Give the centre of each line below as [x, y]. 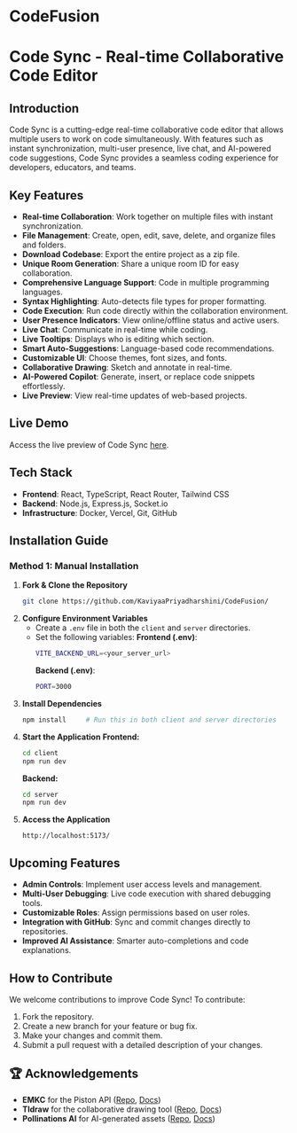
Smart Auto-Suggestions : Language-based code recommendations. [148, 348]
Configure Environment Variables [85, 619]
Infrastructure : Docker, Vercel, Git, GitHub [99, 512]
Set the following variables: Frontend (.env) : [116, 637]
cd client [40, 753]
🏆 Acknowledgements [74, 1074]
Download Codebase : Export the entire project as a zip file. [131, 254]
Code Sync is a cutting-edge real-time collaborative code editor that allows [146, 129]
